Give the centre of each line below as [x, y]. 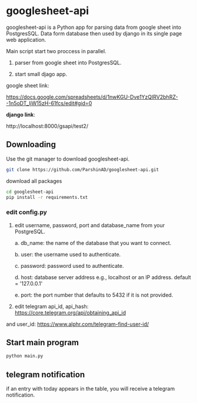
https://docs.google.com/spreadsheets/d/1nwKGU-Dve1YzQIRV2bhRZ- [92, 97]
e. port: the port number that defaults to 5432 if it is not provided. [94, 295]
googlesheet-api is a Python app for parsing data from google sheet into [94, 27]
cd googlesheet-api [30, 192]
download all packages [34, 181]
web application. [26, 40]
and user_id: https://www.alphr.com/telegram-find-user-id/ [78, 324]
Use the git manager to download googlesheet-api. [68, 159]
